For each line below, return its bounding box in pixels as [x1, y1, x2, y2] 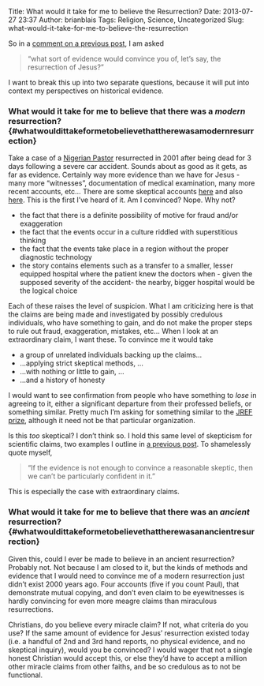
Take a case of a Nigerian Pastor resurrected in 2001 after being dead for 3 [8, 153, 252, 163]
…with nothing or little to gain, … [19, 367, 125, 377]
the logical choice [19, 286, 78, 295]
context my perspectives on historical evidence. [8, 86, 164, 96]
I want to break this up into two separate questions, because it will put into [8, 78, 250, 87]
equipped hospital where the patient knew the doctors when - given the [19, 269, 253, 279]
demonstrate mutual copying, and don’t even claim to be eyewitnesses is [8, 587, 245, 597]
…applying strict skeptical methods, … [19, 358, 144, 368]
